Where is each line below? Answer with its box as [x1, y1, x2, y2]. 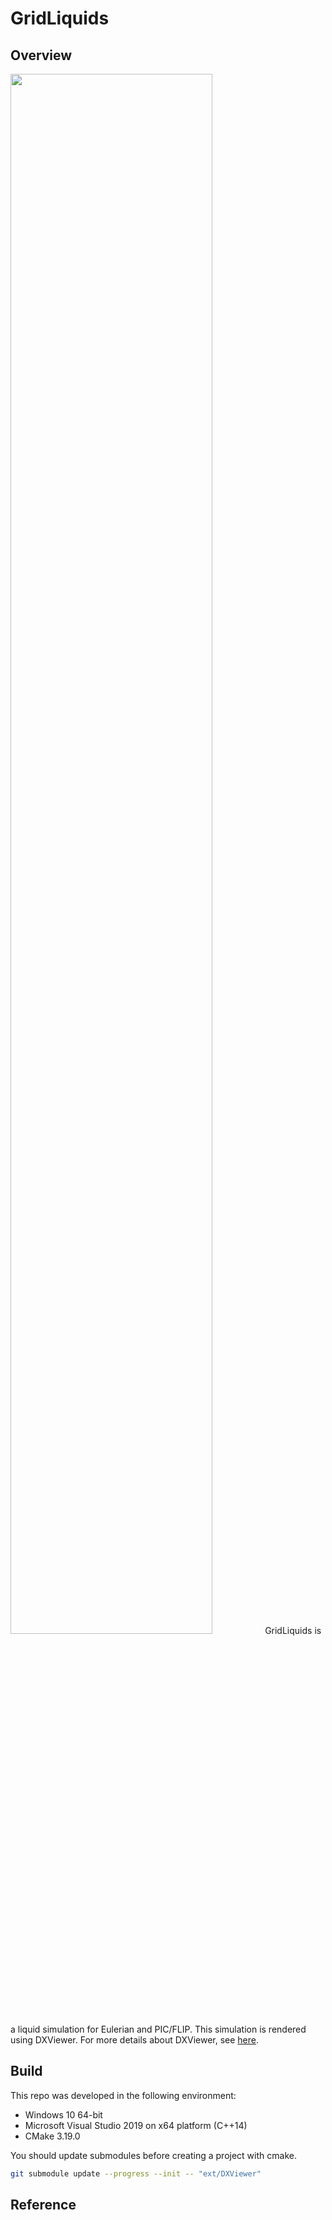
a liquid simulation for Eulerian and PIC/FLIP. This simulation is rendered [10, 2023, 307, 2035]
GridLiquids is [264, 1625, 322, 1636]
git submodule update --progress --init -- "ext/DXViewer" [10, 2168, 262, 2179]
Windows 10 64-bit [24, 2108, 103, 2121]
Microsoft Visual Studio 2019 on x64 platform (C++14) [24, 2119, 248, 2131]
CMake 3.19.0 [24, 2130, 81, 2142]
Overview [10, 47, 73, 64]
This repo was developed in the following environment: [10, 2089, 237, 2101]
